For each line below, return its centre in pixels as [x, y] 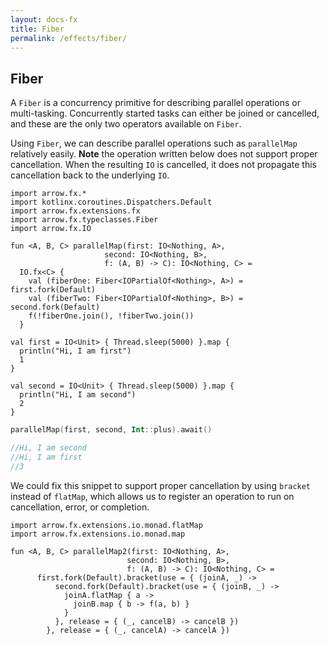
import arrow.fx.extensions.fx [75, 211]
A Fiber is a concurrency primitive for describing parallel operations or [155, 103]
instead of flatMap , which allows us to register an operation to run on [152, 496]
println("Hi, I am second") [78, 395]
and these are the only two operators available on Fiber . [126, 124]
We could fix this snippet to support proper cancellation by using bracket [161, 485]
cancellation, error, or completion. [80, 507]
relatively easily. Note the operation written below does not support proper [164, 154]
